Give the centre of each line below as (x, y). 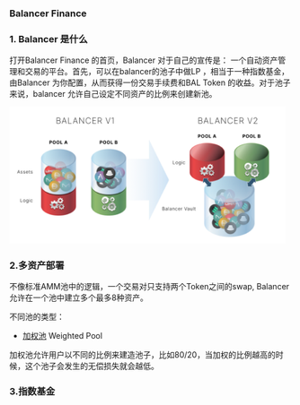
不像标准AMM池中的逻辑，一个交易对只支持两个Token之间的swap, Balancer (150, 287)
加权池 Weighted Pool (62, 336)
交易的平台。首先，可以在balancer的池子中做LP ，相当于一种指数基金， (157, 72)
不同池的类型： (37, 317)
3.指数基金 (32, 392)
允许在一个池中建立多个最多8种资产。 (79, 297)
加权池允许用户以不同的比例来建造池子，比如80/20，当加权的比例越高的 (142, 355)
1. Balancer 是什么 (49, 39)
